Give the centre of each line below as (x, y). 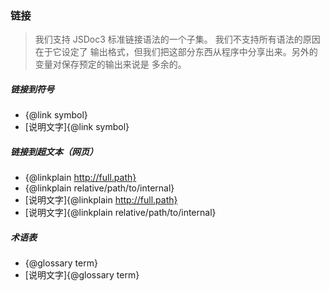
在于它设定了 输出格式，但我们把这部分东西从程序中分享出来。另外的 (176, 52)
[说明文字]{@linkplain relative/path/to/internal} (120, 213)
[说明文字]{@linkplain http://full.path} (101, 200)
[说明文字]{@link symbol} (77, 127)
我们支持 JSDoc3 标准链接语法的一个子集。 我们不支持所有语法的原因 (177, 39)
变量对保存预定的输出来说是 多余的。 (110, 64)
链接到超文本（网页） (54, 151)
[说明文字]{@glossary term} (82, 275)
